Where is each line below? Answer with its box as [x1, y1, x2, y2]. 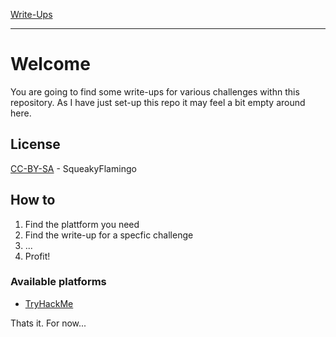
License [10, 136, 61, 153]
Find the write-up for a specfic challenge [24, 229, 194, 241]
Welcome [10, 53, 91, 76]
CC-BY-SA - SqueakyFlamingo [10, 162, 137, 174]
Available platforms [10, 275, 107, 289]
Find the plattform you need [24, 218, 140, 230]
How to [10, 192, 56, 209]
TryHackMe [24, 297, 74, 309]
